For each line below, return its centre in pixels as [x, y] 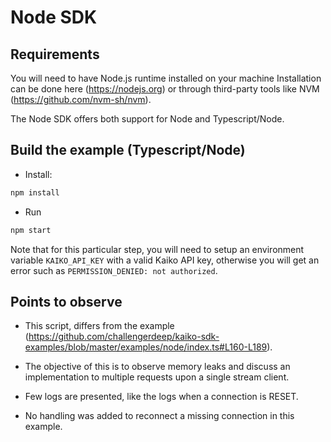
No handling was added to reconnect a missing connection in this [159, 416]
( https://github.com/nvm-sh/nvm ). [81, 99]
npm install [35, 192]
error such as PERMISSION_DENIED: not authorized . [114, 270]
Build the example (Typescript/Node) [128, 150]
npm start [31, 230]
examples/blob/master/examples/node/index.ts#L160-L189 [146, 347]
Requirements [55, 54]
